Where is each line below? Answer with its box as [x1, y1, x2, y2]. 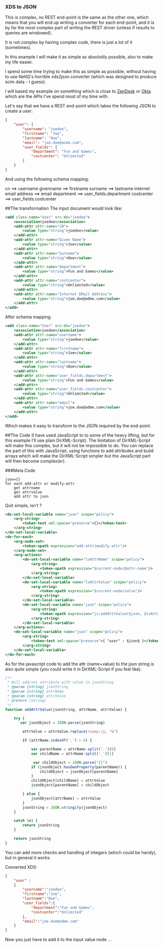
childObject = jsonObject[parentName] [39, 769, 118, 774]
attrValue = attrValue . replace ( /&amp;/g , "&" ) [22, 729, 118, 734]
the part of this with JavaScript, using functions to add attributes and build [5, 448, 154, 454]
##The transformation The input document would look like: [5, 205, 123, 211]
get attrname [14, 485, 40, 490]
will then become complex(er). [5, 458, 66, 464]
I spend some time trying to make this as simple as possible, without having [5, 69, 156, 74]
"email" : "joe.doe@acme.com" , [22, 140, 83, 145]
